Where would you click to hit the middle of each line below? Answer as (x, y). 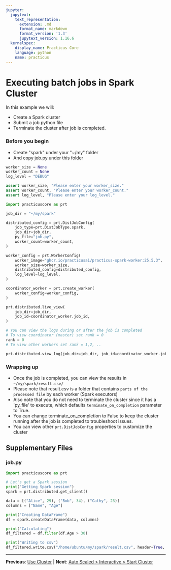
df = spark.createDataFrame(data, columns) (53, 520)
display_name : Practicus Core (47, 48)
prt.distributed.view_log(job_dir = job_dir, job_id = (61, 354)
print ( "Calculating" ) (29, 529)
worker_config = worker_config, (47, 293)
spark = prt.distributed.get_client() (47, 492)
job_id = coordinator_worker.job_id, (53, 317)
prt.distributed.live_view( (36, 307)
